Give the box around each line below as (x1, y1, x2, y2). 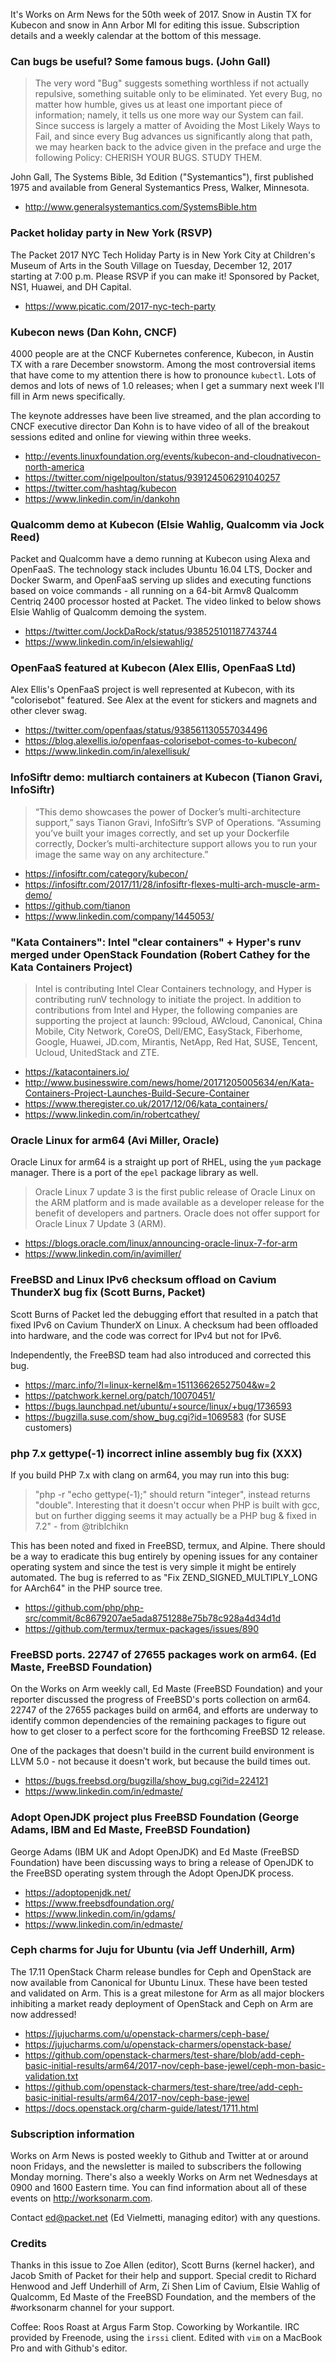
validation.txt (24, 2070, 79, 2082)
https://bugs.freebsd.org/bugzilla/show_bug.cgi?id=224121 (24, 1775, 269, 1787)
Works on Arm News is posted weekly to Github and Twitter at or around (10, 2150, 309, 2162)
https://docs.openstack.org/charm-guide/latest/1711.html (24, 2102, 259, 2114)
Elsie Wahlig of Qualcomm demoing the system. (10, 606, 207, 618)
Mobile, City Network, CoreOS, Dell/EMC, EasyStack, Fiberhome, (34, 1025, 303, 1038)
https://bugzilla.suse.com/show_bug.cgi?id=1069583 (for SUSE (24, 1410, 287, 1423)
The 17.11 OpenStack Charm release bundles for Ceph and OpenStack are (10, 1965, 312, 1978)
